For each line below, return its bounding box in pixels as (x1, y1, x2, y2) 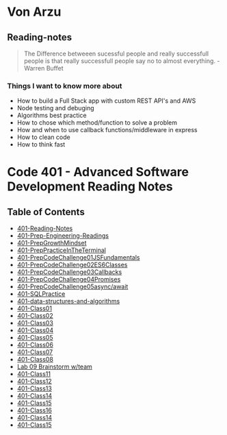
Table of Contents (7, 206, 85, 218)
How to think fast (16, 140, 66, 149)
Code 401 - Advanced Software (7, 164, 189, 180)
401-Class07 (16, 348, 53, 356)
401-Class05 (16, 334, 53, 342)
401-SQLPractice (16, 290, 66, 298)
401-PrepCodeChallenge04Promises (16, 275, 121, 284)
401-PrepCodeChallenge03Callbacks (16, 268, 122, 276)
